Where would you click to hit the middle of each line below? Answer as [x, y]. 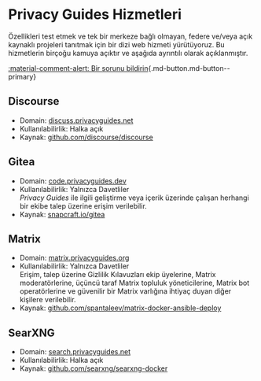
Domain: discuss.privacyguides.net [76, 120]
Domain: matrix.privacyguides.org [74, 258]
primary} [22, 76]
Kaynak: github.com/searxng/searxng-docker [94, 368]
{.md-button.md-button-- [189, 68]
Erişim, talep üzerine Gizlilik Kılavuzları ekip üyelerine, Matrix [118, 275]
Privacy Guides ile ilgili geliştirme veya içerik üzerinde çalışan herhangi [134, 198]
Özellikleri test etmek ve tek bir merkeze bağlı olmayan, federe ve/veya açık [130, 36]
